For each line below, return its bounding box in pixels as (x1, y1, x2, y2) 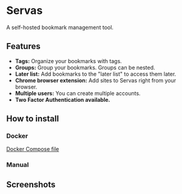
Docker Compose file (6, 145, 59, 153)
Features (6, 41, 41, 52)
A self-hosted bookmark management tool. (6, 24, 114, 31)
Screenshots (6, 179, 56, 190)
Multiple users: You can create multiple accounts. (15, 89, 141, 97)
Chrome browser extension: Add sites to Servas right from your (15, 76, 177, 84)
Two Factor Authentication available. (15, 96, 110, 103)
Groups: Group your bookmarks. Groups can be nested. (15, 64, 156, 71)
